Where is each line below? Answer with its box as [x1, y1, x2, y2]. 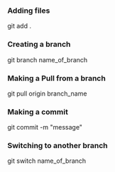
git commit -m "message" [7, 123, 83, 132]
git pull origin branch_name [7, 89, 87, 98]
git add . [7, 22, 32, 30]
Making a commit [7, 107, 69, 117]
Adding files [7, 6, 50, 16]
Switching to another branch [7, 141, 108, 151]
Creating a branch [7, 40, 71, 50]
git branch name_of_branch [7, 55, 88, 64]
